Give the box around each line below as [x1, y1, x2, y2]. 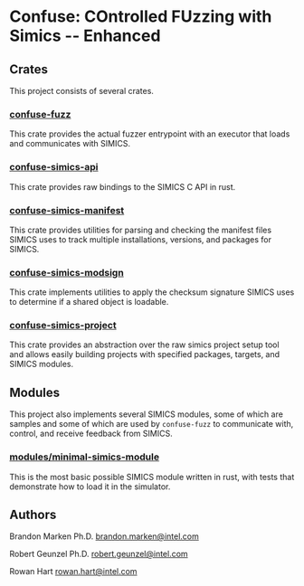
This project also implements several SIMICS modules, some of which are [9, 409, 283, 420]
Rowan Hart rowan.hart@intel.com [9, 566, 138, 577]
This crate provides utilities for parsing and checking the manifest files [9, 224, 272, 235]
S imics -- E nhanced [9, 25, 161, 46]
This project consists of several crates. [9, 86, 154, 96]
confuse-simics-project [9, 319, 117, 332]
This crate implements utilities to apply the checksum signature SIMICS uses [9, 287, 295, 298]
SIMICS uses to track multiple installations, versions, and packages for [9, 233, 272, 245]
